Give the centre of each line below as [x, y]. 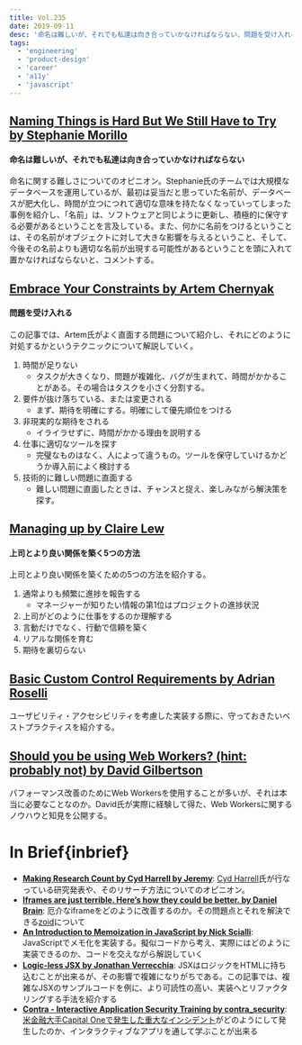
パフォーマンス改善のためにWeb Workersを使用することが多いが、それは [145, 793]
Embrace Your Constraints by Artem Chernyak [142, 289]
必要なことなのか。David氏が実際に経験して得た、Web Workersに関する [159, 804]
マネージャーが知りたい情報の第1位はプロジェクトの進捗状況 [147, 605]
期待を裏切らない [54, 650]
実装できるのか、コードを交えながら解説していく [113, 954]
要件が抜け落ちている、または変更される [97, 398]
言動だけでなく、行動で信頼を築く [85, 628]
